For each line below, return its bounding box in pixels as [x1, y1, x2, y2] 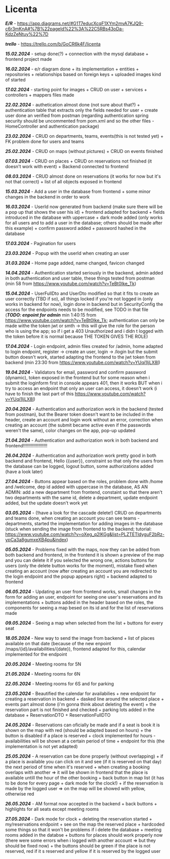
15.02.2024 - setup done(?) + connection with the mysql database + [5, 51, 149, 57]
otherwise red [5, 791, 34, 797]
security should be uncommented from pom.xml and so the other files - [5, 118, 154, 124]
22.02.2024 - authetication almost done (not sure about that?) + [5, 101, 140, 107]
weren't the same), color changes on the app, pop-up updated [5, 427, 136, 434]
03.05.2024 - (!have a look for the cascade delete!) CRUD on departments [5, 510, 162, 516]
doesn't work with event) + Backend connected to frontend [5, 163, 129, 169]
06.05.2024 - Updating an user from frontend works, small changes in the [5, 589, 161, 595]
